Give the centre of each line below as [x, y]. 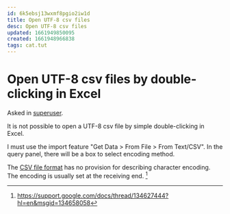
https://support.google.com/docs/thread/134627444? [93, 195]
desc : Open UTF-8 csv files [47, 26]
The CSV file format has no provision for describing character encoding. [109, 167]
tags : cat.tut [27, 45]
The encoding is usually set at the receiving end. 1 [78, 175]
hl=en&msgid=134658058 [54, 202]
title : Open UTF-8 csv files [49, 20]
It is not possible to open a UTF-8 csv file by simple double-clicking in [106, 126]
